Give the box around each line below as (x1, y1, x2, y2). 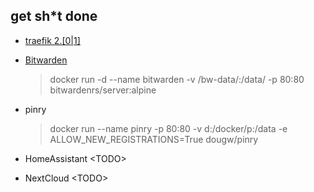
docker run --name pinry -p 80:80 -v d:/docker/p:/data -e (49, 122, 288, 134)
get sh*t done (10, 8, 98, 25)
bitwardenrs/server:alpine (49, 84, 157, 96)
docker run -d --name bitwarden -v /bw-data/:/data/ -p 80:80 (49, 73, 305, 85)
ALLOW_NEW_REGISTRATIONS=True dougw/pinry (49, 133, 259, 145)
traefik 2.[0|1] (24, 34, 81, 46)
